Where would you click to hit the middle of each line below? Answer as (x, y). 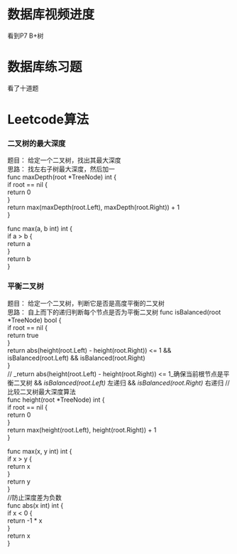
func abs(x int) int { (35, 505)
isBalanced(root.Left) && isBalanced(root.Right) (76, 358)
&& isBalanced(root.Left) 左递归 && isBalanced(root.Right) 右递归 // (132, 383)
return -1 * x (25, 521)
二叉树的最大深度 (37, 143)
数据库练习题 (45, 67)
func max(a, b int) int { (40, 229)
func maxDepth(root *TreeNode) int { (62, 177)
